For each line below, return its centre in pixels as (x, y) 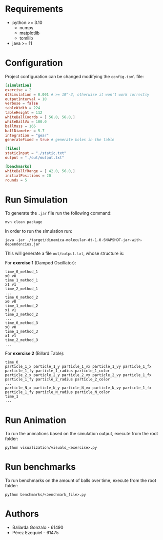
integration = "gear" (27, 135)
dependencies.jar (23, 244)
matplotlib (30, 33)
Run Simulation (37, 200)
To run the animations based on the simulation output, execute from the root (81, 434)
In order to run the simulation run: (39, 231)
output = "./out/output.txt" (35, 158)
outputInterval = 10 (26, 99)
